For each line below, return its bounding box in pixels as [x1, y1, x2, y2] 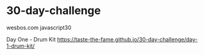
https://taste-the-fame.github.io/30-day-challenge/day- [57, 35, 198, 43]
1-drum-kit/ [6, 42, 35, 50]
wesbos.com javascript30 [6, 24, 72, 31]
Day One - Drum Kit [6, 35, 56, 43]
